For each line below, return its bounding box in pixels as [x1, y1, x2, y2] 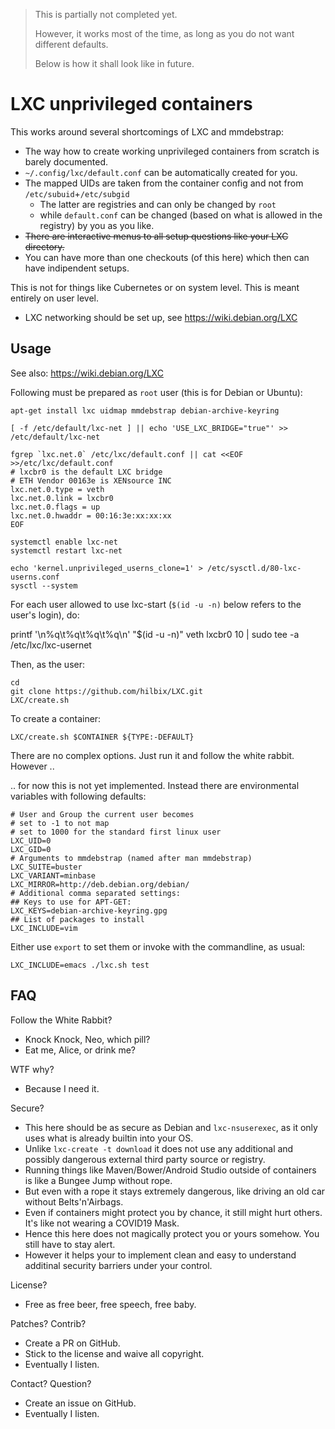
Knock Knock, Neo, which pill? [24, 1033, 151, 1045]
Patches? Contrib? [10, 1317, 87, 1329]
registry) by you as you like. [39, 219, 155, 231]
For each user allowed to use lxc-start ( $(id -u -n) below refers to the [10, 598, 302, 610]
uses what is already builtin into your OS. [24, 1132, 194, 1144]
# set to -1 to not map [10, 818, 110, 828]
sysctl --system [10, 580, 78, 591]
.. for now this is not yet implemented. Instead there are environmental [10, 779, 300, 791]
